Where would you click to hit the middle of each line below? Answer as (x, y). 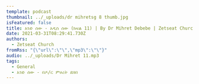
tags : (13, 61)
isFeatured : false (29, 22)
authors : (17, 39)
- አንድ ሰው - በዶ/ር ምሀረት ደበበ (45, 72)
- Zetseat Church (33, 45)
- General (23, 67)
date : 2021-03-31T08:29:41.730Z (46, 34)
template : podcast (29, 12)
